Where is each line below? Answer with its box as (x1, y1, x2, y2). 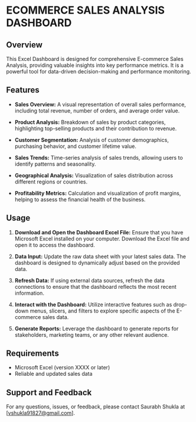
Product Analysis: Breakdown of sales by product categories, (14, 118, 166, 125)
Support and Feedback (6, 387, 92, 397)
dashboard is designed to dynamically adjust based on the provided (14, 259, 180, 266)
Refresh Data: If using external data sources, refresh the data (14, 276, 165, 284)
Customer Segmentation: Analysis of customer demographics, (14, 136, 169, 143)
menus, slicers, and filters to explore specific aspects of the (30, 307, 175, 314)
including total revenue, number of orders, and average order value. (14, 107, 180, 114)
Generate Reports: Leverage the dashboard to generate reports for (14, 325, 179, 332)
